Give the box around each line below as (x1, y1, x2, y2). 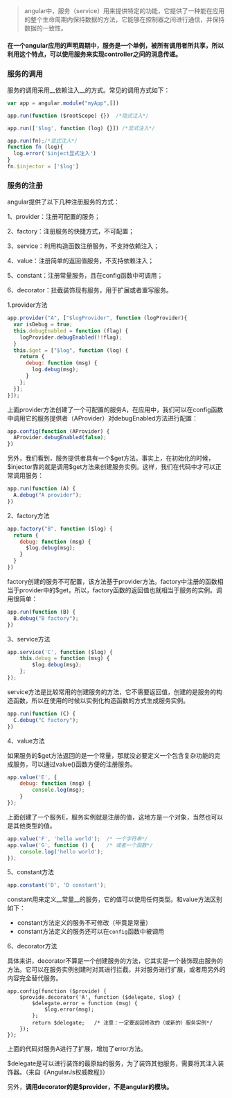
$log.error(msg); (44, 1006, 95, 1013)
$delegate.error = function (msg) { (32, 1000, 138, 1007)
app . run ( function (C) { (7, 710, 76, 717)
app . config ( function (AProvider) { (7, 427, 110, 435)
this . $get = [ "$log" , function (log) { (13, 346, 129, 354)
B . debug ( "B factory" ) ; (13, 614, 79, 622)
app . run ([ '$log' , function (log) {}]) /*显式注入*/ (7, 125, 156, 132)
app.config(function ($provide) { (7, 988, 107, 995)
